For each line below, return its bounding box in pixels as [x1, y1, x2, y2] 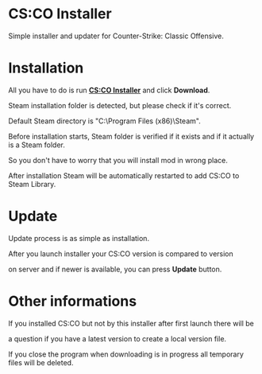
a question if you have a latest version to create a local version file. [8, 333, 227, 343]
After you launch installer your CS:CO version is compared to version [8, 248, 234, 259]
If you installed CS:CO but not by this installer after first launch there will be [8, 318, 254, 328]
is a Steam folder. [8, 140, 66, 150]
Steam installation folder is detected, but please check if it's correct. [8, 100, 232, 110]
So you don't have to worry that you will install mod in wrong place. [8, 155, 229, 165]
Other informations [8, 292, 137, 310]
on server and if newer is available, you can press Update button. [8, 264, 222, 274]
